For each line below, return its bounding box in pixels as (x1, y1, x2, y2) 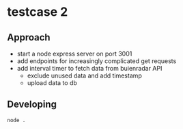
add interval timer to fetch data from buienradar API (16, 64, 163, 72)
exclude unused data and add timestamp (27, 71, 142, 80)
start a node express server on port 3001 (16, 49, 132, 58)
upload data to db (27, 79, 77, 86)
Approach (7, 32, 51, 43)
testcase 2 (7, 4, 68, 20)
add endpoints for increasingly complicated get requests (16, 57, 177, 65)
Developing (7, 99, 57, 110)
